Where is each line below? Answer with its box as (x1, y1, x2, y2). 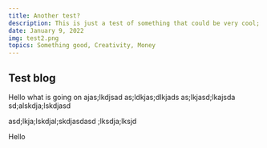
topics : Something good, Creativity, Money (8, 42, 156, 50)
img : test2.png (8, 34, 59, 42)
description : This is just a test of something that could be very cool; (8, 19, 261, 27)
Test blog (8, 71, 56, 85)
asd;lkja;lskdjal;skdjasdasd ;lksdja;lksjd (8, 116, 137, 126)
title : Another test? (8, 11, 81, 20)
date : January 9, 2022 (8, 26, 84, 34)
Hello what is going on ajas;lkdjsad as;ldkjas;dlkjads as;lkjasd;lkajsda (8, 92, 236, 102)
